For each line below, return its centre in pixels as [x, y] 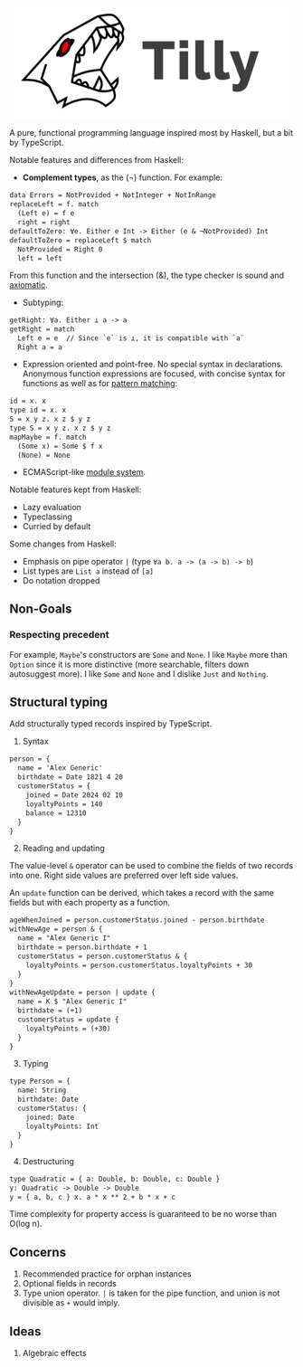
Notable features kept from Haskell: [76, 489]
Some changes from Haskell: [63, 544]
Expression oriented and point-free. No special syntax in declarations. [152, 364]
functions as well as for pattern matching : [100, 383]
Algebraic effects [55, 1353]
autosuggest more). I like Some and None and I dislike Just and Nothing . [139, 674]
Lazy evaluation [52, 507]
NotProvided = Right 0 [60, 249]
